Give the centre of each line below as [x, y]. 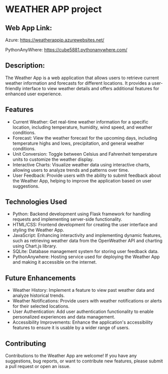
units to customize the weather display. [53, 159]
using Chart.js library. [35, 246]
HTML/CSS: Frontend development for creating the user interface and [85, 225]
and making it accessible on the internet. [55, 262]
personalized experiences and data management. [64, 317]
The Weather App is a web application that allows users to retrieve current [82, 78]
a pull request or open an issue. [38, 366]
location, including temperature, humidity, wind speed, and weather [82, 127]
